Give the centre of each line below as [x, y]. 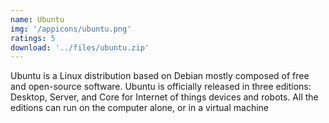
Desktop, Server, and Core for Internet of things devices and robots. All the [164, 97]
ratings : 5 [33, 38]
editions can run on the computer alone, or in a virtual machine [140, 108]
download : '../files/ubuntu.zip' [80, 47]
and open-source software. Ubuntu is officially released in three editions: [161, 87]
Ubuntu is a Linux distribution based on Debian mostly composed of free [160, 76]
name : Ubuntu [37, 19]
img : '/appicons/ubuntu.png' [71, 29]
